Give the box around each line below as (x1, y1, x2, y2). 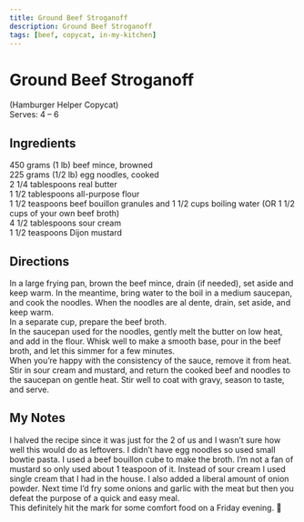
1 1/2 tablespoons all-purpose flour (9, 188, 140, 200)
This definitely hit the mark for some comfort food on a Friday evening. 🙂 (9, 502, 282, 513)
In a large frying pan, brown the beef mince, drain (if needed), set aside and (9, 277, 294, 288)
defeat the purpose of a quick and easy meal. (9, 492, 180, 503)
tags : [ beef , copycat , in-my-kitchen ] (9, 30, 157, 39)
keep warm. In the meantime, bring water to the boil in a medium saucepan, (9, 287, 293, 298)
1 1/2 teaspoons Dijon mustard (9, 227, 123, 238)
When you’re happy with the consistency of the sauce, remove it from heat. (9, 355, 292, 366)
